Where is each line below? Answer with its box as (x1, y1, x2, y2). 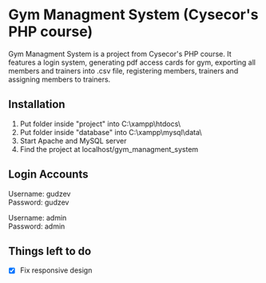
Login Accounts (8, 168, 89, 181)
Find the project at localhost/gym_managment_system (19, 144, 199, 153)
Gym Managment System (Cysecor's (8, 6, 259, 24)
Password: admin (8, 221, 66, 231)
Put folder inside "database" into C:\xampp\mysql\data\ (19, 127, 202, 137)
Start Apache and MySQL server (19, 136, 127, 145)
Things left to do (8, 244, 92, 257)
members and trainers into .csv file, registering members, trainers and (8, 66, 239, 75)
